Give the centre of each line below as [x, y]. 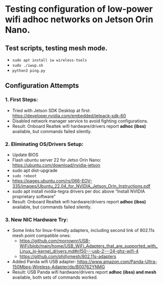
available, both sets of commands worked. [55, 277]
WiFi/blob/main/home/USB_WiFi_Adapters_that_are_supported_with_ [89, 246]
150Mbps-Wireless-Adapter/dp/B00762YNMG [58, 267]
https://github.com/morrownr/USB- [55, 241]
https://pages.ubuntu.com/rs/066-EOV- [52, 181]
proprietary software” [34, 196]
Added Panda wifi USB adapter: [44, 262]
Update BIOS [25, 155]
